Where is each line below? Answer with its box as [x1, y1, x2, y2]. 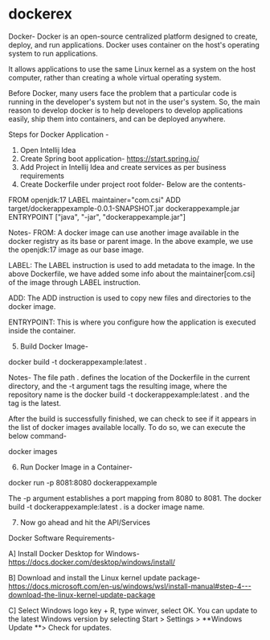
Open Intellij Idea [19, 145, 76, 155]
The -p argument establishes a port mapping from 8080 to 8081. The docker [8, 493, 262, 503]
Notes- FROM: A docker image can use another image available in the [8, 227, 239, 237]
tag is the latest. [8, 398, 62, 407]
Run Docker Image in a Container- [19, 462, 133, 472]
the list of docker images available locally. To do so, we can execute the [8, 422, 246, 431]
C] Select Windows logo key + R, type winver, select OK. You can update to [8, 605, 258, 615]
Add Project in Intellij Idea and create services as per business [19, 162, 227, 171]
